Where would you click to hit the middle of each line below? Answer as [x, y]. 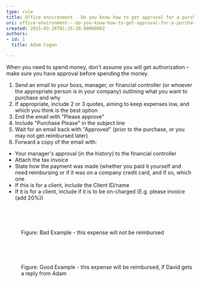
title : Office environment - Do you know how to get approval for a [93, 17]
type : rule [20, 12]
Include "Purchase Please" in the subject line [70, 123]
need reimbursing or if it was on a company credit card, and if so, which [103, 172]
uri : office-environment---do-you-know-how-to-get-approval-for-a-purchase [102, 23]
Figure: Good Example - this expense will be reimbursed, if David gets [107, 267]
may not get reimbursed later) [51, 135]
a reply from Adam [44, 273]
